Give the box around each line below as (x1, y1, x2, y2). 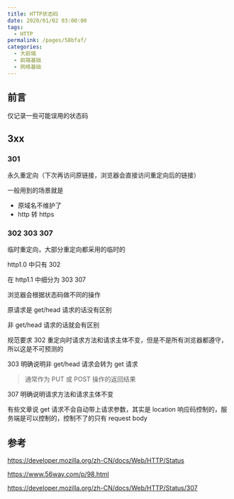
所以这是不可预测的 (7, 345, 64, 353)
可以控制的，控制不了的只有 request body (26, 414, 147, 423)
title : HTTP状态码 (7, 10, 59, 18)
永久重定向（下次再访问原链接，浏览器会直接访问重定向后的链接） (7, 171, 200, 180)
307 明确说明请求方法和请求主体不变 (7, 390, 114, 399)
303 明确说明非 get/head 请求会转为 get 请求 (7, 360, 138, 368)
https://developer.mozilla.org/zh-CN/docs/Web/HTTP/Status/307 (7, 484, 198, 493)
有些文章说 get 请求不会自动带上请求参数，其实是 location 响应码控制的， (7, 405, 221, 414)
